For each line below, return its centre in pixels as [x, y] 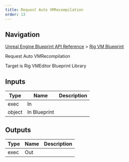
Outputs [18, 130]
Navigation [22, 35]
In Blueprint [41, 112]
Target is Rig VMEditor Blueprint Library [46, 66]
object [15, 112]
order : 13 [15, 14]
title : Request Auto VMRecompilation [44, 10]
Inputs [15, 81]
